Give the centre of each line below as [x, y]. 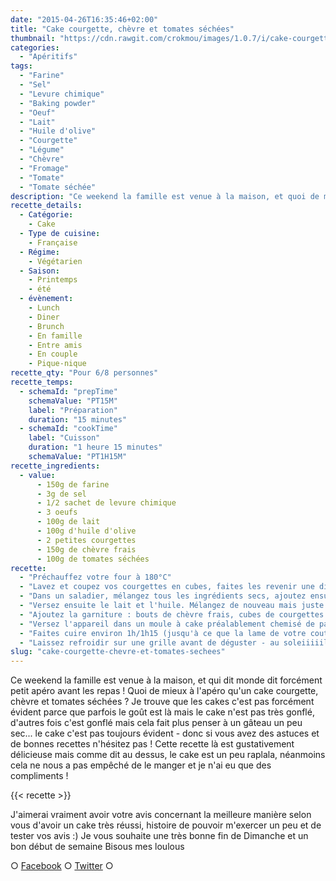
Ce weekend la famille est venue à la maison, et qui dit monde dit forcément [166, 680]
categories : [35, 47]
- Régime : [39, 252]
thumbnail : [33, 38]
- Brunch [46, 326]
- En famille [55, 336]
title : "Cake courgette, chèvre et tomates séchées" [122, 29]
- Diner [44, 317]
